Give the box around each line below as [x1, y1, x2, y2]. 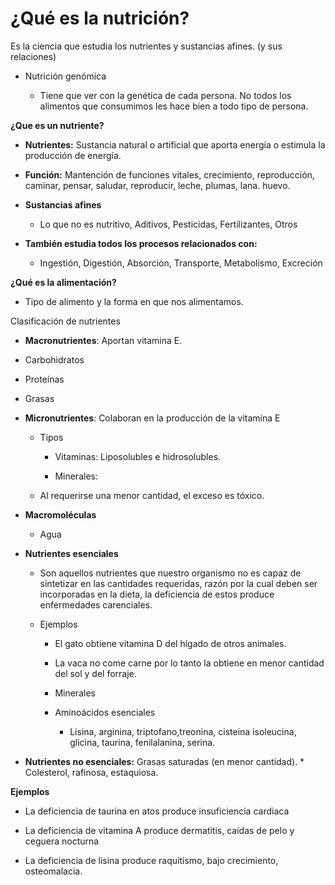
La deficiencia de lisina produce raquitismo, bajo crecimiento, [24, 854, 279, 866]
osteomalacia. [24, 865, 83, 877]
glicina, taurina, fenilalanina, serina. [69, 736, 216, 748]
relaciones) [10, 50, 57, 62]
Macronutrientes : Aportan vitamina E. [24, 334, 183, 346]
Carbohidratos [24, 353, 85, 366]
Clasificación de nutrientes [10, 315, 121, 327]
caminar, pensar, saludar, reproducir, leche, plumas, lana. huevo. [24, 179, 291, 191]
